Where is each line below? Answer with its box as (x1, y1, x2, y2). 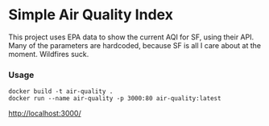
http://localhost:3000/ (8, 108, 82, 118)
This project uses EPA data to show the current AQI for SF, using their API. (8, 32, 255, 42)
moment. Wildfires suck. (8, 49, 89, 59)
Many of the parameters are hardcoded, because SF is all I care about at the (8, 40, 262, 50)
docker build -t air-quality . (8, 87, 114, 96)
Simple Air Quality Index (8, 6, 173, 24)
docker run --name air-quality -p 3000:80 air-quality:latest (8, 95, 221, 103)
